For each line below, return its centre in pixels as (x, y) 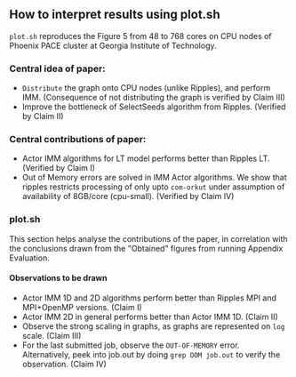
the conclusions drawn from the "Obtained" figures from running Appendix (146, 248)
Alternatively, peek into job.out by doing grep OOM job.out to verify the (151, 354)
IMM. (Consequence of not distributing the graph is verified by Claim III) (154, 98)
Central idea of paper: (57, 68)
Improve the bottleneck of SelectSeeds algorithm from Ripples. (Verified (154, 107)
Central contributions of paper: (78, 140)
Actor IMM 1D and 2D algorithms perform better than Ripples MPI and (149, 298)
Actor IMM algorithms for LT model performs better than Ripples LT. (146, 158)
